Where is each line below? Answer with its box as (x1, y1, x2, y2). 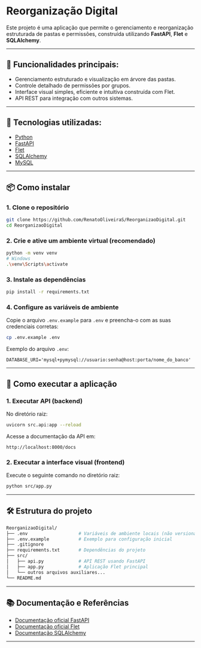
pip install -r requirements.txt (6, 289, 90, 295)
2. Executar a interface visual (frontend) (6, 458, 125, 466)
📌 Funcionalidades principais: (6, 60, 119, 70)
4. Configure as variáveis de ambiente (6, 303, 119, 311)
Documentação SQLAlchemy (14, 629, 87, 637)
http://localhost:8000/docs (6, 444, 77, 450)
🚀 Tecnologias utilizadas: (6, 118, 102, 128)
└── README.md (6, 575, 42, 581)
